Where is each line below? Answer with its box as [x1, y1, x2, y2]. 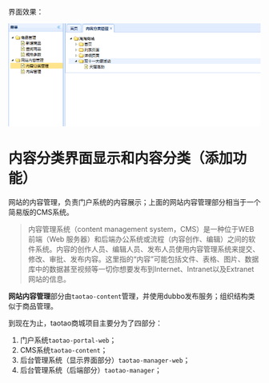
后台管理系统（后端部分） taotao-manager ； [19, 365, 163, 374]
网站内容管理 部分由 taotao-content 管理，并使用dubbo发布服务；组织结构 [8, 291, 248, 301]
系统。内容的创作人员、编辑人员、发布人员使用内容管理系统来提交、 [34, 244, 260, 253]
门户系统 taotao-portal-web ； [19, 335, 117, 345]
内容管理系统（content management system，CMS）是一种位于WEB [27, 224, 255, 233]
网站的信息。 [27, 274, 70, 284]
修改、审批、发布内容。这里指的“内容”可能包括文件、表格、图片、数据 [27, 254, 259, 264]
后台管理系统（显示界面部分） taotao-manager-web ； [19, 355, 191, 365]
